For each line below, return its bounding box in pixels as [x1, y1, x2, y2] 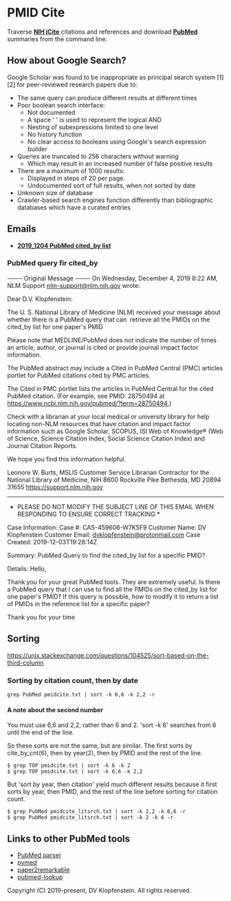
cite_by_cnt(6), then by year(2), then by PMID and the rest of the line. [7, 749, 203, 757]
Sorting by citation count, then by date [7, 676, 139, 685]
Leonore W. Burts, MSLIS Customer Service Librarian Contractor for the [7, 468, 210, 476]
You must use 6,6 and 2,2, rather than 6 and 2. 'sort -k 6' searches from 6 [7, 721, 217, 729]
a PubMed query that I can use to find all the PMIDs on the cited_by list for [7, 585, 218, 593]
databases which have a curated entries [16, 203, 131, 211]
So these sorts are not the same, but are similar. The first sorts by [7, 742, 192, 750]
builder [27, 144, 48, 153]
